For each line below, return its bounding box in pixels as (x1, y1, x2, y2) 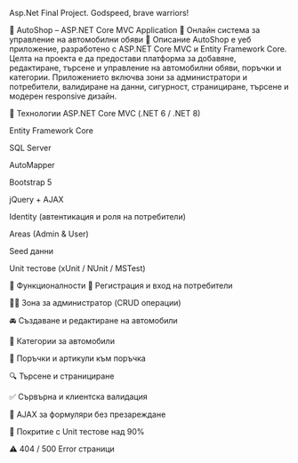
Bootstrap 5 (9, 177, 52, 188)
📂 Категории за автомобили (9, 336, 116, 346)
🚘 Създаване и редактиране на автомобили (9, 315, 178, 325)
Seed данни (9, 246, 54, 256)
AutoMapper (9, 160, 55, 170)
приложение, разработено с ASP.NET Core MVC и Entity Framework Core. (9, 44, 287, 54)
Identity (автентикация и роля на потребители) (9, 212, 187, 221)
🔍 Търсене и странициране (9, 371, 115, 381)
